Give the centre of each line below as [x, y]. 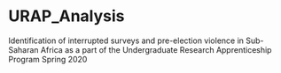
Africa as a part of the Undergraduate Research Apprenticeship [156, 49]
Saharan [23, 49]
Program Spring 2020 [48, 59]
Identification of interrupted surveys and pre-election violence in [126, 40]
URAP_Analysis [66, 16]
